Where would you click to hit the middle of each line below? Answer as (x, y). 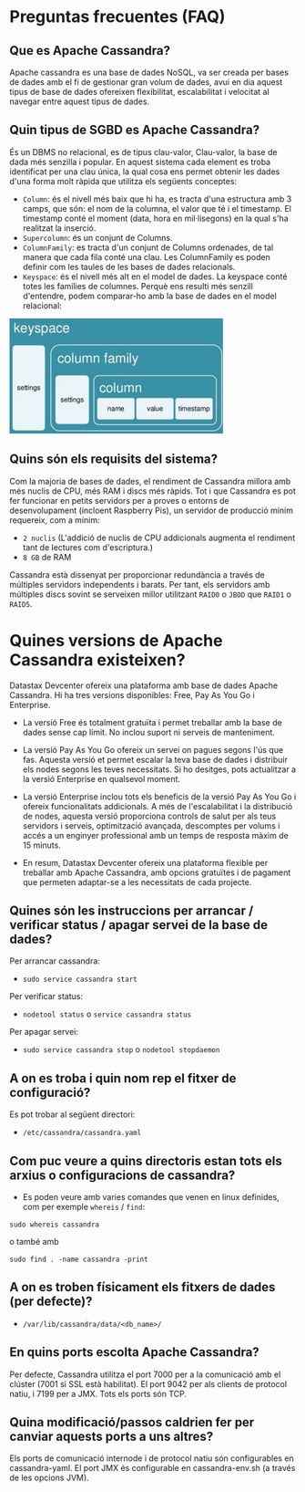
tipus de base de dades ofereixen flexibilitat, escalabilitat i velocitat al (140, 92)
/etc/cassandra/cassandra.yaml (82, 1133)
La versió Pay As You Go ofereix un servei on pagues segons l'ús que (153, 749)
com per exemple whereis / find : (84, 1207)
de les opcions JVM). (49, 1478)
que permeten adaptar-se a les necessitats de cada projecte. (137, 882)
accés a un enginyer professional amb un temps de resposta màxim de (155, 835)
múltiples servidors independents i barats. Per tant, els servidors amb (140, 584)
